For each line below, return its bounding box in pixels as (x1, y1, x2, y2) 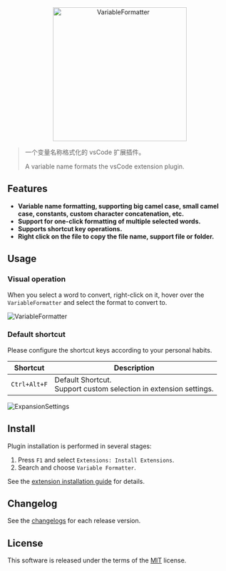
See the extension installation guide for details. (7, 477, 145, 485)
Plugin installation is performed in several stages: (7, 442, 152, 450)
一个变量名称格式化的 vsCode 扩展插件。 (24, 148, 145, 156)
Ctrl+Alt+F (11, 380, 48, 388)
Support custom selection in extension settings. (54, 383, 214, 393)
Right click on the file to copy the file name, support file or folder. (17, 232, 215, 241)
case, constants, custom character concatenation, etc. (17, 209, 184, 218)
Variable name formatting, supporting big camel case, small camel (17, 201, 219, 210)
